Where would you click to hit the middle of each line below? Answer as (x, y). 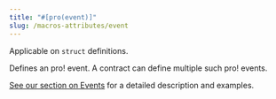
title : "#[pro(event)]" (53, 17)
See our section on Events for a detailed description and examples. (132, 85)
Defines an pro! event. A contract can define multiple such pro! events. (138, 68)
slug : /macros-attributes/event (69, 26)
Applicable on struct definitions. (69, 50)
